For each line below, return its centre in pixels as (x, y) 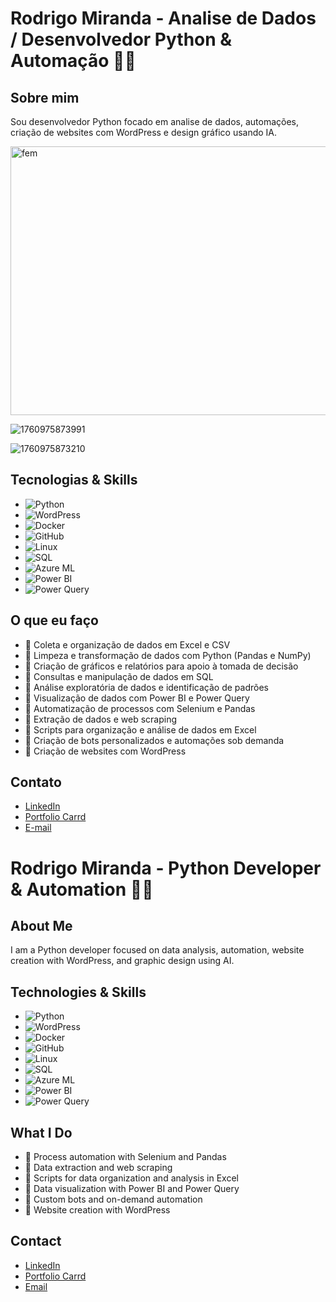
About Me (41, 926)
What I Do (41, 1132)
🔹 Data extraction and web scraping (98, 1168)
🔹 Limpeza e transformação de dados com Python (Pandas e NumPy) (168, 655)
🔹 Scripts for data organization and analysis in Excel (131, 1178)
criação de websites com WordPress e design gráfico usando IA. (144, 132)
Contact (36, 1241)
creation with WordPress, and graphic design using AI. (122, 961)
